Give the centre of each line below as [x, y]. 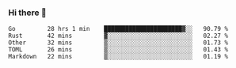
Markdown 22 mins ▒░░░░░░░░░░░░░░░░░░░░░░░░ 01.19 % [118, 57]
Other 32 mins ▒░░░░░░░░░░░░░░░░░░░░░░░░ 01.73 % [118, 43]
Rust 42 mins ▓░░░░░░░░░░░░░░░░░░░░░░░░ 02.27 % [118, 36]
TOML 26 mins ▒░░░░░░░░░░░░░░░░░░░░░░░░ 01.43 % [118, 50]
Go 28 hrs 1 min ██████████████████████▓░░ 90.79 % [118, 29]
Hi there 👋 [28, 13]
